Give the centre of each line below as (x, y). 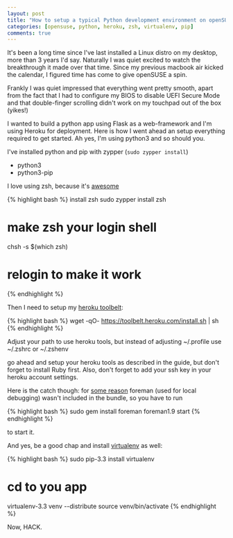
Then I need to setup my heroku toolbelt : (65, 307)
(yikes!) (18, 110)
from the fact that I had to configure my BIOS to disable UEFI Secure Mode (114, 96)
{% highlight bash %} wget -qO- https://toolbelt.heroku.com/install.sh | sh (113, 321)
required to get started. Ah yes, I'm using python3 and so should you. (106, 139)
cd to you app (47, 487)
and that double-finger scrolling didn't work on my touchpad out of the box (114, 103)
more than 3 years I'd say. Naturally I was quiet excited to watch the (104, 60)
